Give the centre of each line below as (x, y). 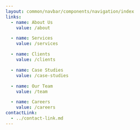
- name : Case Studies (37, 70)
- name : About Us (32, 22)
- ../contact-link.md (37, 118)
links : (13, 17)
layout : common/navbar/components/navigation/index (70, 11)
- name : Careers (30, 102)
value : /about (33, 28)
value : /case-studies (42, 75)
